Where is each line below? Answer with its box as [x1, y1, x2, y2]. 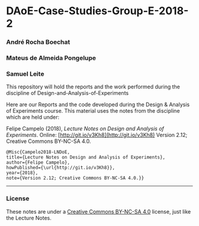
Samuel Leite [6, 69, 44, 78]
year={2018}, [6, 170, 38, 176]
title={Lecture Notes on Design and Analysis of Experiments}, [6, 154, 166, 161]
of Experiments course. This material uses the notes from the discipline [6, 107, 180, 114]
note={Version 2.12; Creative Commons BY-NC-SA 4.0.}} [6, 175, 145, 182]
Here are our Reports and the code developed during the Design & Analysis [6, 101, 190, 108]
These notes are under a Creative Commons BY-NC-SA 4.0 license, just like [6, 208, 191, 215]
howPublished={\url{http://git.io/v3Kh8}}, [6, 165, 115, 171]
